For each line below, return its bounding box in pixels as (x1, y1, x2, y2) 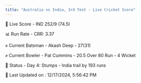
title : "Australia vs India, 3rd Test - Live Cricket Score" (5, 7, 136, 12)
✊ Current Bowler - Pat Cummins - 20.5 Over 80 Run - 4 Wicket (5, 52, 136, 58)
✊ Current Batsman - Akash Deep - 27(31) (5, 42, 91, 48)
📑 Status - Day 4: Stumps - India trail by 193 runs (5, 62, 106, 68)
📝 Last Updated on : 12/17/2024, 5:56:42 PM (5, 72, 97, 78)
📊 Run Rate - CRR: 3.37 (5, 31, 54, 37)
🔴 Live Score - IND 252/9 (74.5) (5, 21, 70, 27)
